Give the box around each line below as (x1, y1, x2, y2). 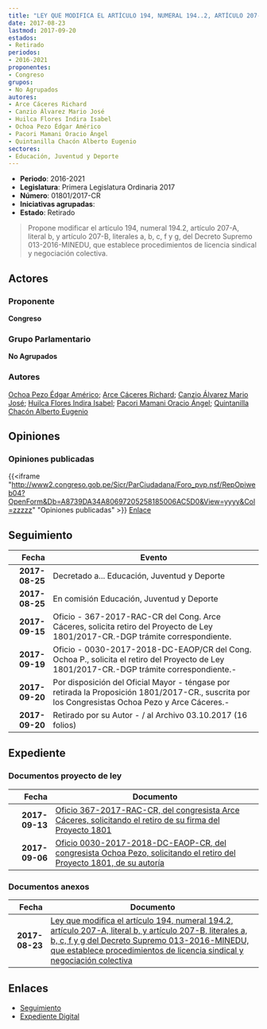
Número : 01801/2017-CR (19, 191, 101, 201)
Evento (140, 552, 168, 563)
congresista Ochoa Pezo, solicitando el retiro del (55, 847, 236, 858)
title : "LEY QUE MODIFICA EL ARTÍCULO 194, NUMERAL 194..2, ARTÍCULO (8, 11, 244, 20)
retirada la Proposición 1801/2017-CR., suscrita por (52, 687, 250, 698)
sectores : (8, 145, 41, 153)
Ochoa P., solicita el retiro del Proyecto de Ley (52, 654, 225, 665)
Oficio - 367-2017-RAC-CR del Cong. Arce (52, 611, 221, 622)
